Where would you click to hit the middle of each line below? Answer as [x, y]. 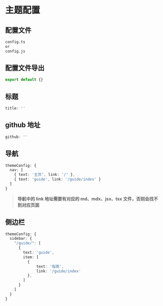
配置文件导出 [25, 68]
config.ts [15, 42]
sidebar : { [21, 239]
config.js [15, 51]
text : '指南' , [50, 266]
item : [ [31, 257]
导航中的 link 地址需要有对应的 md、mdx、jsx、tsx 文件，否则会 [83, 199]
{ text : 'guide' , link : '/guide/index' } [57, 179]
